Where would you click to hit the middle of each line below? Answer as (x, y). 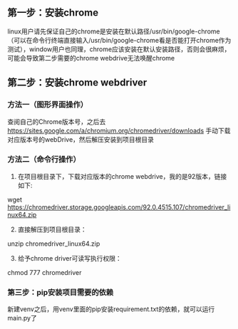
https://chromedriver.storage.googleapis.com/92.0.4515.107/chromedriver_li (119, 207)
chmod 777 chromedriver (45, 272)
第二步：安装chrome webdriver (77, 83)
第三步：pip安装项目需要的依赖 (61, 292)
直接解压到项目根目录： (52, 229)
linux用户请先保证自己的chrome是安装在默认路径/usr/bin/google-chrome (114, 31)
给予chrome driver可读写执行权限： (70, 258)
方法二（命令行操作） (44, 160)
